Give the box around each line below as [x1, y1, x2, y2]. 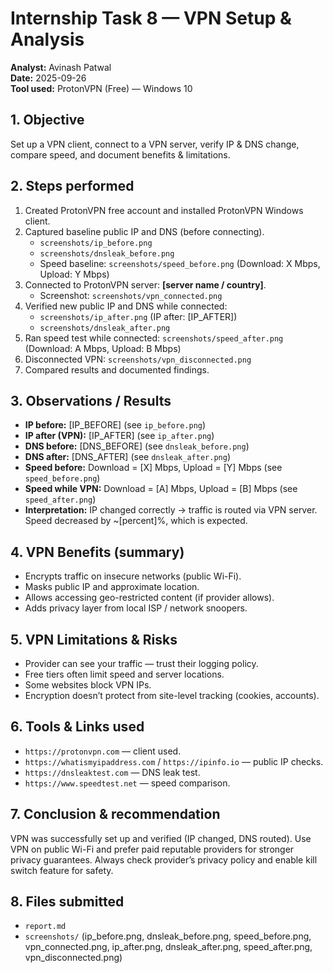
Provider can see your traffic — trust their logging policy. [24, 658, 259, 669]
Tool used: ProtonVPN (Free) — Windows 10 [10, 82, 193, 94]
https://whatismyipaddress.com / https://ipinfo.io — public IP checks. [24, 755, 324, 767]
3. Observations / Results [10, 392, 172, 409]
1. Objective [10, 112, 85, 129]
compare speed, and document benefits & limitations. [10, 148, 231, 161]
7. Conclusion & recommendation [10, 806, 221, 823]
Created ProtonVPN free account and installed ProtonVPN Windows [24, 204, 304, 216]
